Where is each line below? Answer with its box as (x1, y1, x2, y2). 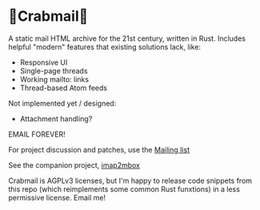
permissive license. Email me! (8, 192, 106, 202)
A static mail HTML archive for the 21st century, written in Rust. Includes (8, 34, 246, 43)
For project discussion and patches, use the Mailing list (8, 145, 190, 154)
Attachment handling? (19, 113, 93, 123)
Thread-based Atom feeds (19, 83, 108, 93)
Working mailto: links (19, 74, 90, 84)
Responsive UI (19, 57, 68, 67)
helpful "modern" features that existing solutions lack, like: (8, 42, 202, 51)
